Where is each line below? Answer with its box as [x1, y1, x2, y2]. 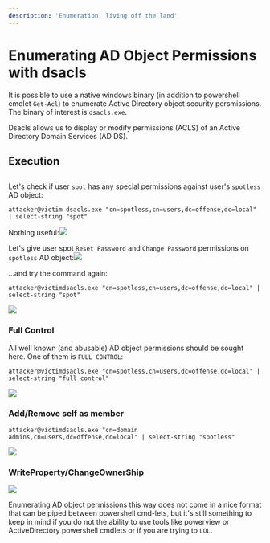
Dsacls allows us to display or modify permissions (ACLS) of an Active [8, 122, 241, 133]
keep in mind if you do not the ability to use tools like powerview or [8, 517, 230, 527]
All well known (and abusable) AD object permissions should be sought [8, 343, 244, 353]
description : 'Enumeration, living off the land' [8, 11, 178, 20]
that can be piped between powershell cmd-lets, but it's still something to [8, 508, 252, 518]
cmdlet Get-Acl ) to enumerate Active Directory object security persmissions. [8, 98, 262, 108]
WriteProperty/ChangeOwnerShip [8, 467, 145, 478]
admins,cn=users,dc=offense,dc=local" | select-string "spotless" [8, 433, 235, 441]
